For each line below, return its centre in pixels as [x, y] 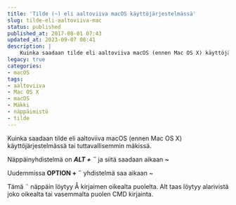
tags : [15, 79]
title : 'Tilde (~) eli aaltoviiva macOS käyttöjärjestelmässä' [102, 14]
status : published [34, 27]
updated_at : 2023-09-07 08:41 [52, 40]
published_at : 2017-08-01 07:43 [54, 33]
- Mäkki [19, 105]
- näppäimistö [28, 112]
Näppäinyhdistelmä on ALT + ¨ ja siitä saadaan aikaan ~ [88, 159]
